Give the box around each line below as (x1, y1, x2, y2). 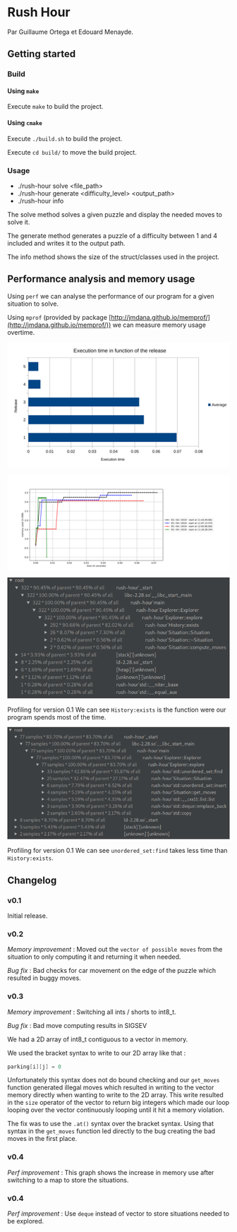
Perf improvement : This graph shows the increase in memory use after (7, 1168, 214, 1176)
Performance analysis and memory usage (7, 273, 195, 285)
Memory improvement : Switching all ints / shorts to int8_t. (7, 1007, 176, 1016)
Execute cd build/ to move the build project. (7, 148, 138, 156)
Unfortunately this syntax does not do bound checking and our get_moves (7, 1076, 220, 1084)
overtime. (7, 328, 35, 336)
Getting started (7, 48, 76, 60)
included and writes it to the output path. (7, 239, 126, 247)
